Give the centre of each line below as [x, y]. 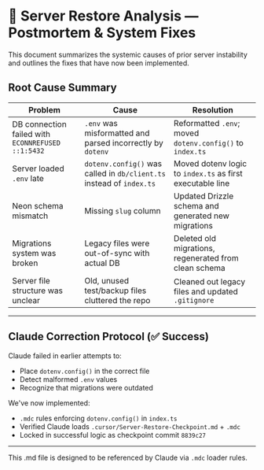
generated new [202, 216]
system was [34, 253]
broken [25, 263]
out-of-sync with [117, 253]
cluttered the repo [117, 300]
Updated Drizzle [204, 196]
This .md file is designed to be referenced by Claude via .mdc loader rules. [128, 457]
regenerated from [206, 257]
